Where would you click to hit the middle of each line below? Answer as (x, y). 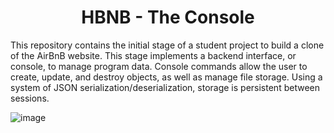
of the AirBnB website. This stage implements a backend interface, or (153, 55)
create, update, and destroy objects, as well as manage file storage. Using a (166, 77)
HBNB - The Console (168, 17)
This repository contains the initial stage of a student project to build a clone (167, 45)
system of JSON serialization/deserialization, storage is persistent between (165, 87)
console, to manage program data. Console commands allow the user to (159, 66)
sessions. (30, 98)
